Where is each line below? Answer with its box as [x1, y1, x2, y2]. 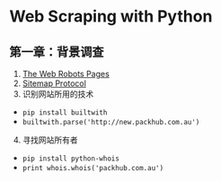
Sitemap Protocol [22, 78, 87, 89]
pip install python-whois [22, 154, 119, 163]
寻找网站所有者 [22, 134, 78, 145]
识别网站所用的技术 [22, 89, 94, 99]
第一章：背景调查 [9, 44, 104, 59]
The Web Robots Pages [22, 69, 110, 79]
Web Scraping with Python [9, 6, 213, 27]
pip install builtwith [22, 108, 108, 117]
